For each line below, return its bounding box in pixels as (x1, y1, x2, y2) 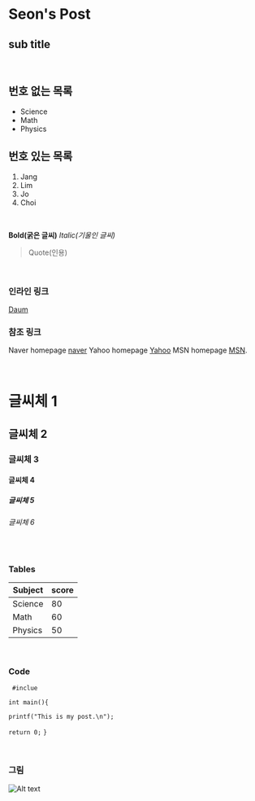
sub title (8, 37, 51, 51)
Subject (12, 584, 44, 596)
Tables (8, 563, 36, 575)
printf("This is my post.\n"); (8, 713, 115, 721)
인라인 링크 (8, 286, 50, 297)
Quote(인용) (28, 247, 67, 257)
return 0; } (8, 729, 47, 737)
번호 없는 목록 (8, 85, 73, 98)
